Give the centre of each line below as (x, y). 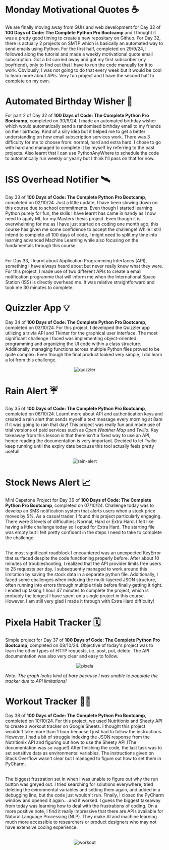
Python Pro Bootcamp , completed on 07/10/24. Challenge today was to (80, 505)
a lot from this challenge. (31, 360)
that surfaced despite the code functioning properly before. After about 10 (82, 558)
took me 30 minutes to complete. (40, 287)
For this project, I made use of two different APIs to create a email (73, 271)
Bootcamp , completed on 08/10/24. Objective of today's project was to (79, 645)
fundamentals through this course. (41, 245)
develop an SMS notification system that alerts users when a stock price (80, 510)
